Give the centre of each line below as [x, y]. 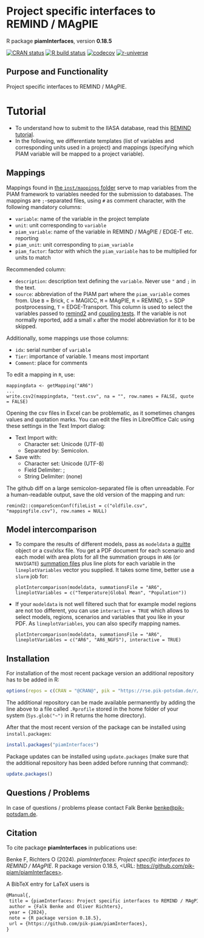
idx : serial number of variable [53, 350]
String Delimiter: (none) [53, 476]
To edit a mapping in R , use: [41, 374]
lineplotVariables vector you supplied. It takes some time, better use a [104, 570]
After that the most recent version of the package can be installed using [96, 727]
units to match [33, 257]
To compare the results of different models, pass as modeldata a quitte [103, 544]
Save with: [28, 457]
